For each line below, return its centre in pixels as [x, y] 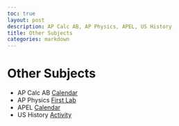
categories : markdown [39, 39]
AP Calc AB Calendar [48, 93]
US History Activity [44, 115]
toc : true [22, 13]
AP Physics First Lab [46, 100]
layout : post [26, 20]
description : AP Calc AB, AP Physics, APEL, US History [89, 26]
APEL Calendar [39, 107]
